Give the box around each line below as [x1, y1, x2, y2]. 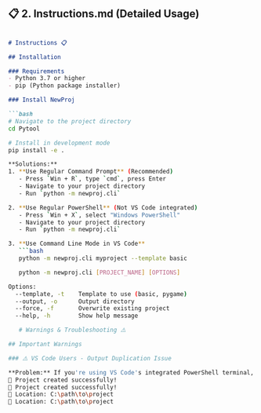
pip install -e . [8, 146, 65, 154]
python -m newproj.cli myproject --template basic [18, 254, 188, 262]
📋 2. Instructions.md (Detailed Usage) [8, 7, 200, 20]
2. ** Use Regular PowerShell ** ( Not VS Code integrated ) [8, 203, 198, 211]
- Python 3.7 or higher [8, 75, 86, 82]
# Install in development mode [8, 139, 111, 147]
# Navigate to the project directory [8, 117, 132, 125]
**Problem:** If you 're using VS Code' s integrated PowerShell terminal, [8, 368, 255, 376]
